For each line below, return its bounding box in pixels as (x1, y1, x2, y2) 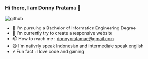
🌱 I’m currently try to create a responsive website (12, 30, 112, 36)
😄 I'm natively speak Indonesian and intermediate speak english (12, 43, 144, 49)
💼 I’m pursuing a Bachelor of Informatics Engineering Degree (12, 25, 136, 31)
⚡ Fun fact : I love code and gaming (12, 49, 84, 55)
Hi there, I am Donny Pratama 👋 (5, 4, 81, 11)
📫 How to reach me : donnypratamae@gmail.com (12, 36, 114, 42)
